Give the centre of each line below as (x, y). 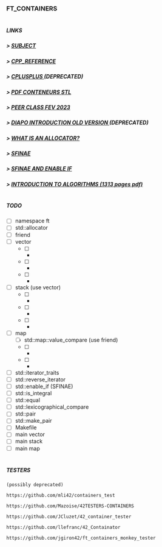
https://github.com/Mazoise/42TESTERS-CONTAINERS (70, 506)
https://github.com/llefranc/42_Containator (63, 528)
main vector (30, 434)
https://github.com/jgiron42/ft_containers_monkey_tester (81, 538)
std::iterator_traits (37, 372)
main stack (29, 441)
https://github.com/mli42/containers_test (61, 496)
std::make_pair (33, 421)
